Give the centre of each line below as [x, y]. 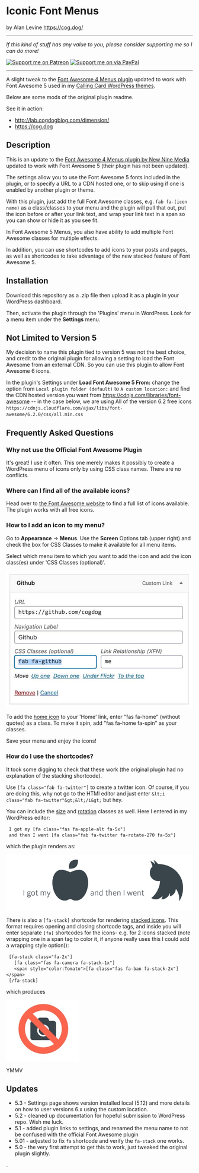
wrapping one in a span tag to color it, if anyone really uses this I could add [98, 939]
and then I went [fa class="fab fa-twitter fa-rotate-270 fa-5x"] [92, 835]
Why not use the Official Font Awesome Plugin [74, 449]
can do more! [23, 50]
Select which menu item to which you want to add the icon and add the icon [99, 556]
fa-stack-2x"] [161, 969]
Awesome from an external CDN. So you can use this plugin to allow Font [95, 365]
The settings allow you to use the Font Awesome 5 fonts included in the [93, 177]
